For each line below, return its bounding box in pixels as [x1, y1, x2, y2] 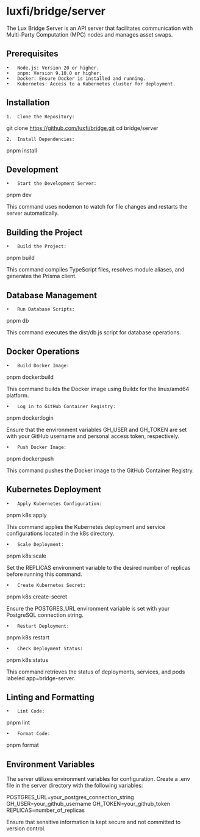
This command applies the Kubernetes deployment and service [6, 523, 166, 530]
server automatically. [6, 209, 59, 217]
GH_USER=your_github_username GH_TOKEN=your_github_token [6, 800, 171, 808]
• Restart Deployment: [6, 623, 70, 629]
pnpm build [6, 254, 35, 262]
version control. [6, 825, 46, 832]
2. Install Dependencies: [6, 136, 75, 142]
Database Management [6, 290, 98, 300]
